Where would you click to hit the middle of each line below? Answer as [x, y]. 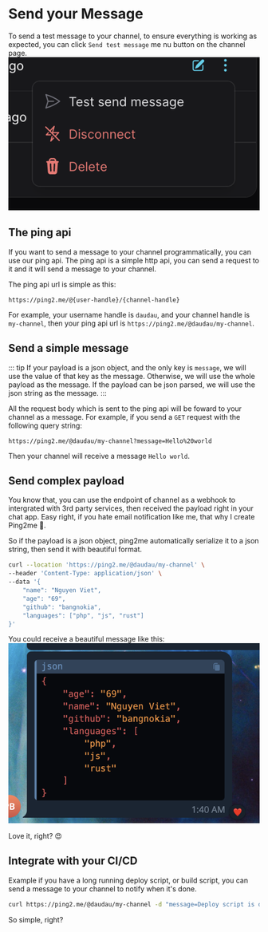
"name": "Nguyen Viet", [62, 590]
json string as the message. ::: [57, 393]
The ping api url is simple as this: [62, 284]
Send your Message [76, 14]
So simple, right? [36, 919]
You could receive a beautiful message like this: [87, 639]
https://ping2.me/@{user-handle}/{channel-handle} [94, 300]
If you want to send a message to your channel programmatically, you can [130, 251]
